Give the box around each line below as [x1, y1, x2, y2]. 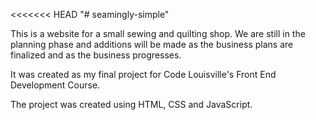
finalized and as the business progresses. [10, 49, 182, 61]
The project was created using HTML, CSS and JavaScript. [10, 99, 253, 110]
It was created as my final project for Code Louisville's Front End [10, 69, 277, 80]
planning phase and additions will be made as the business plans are [10, 39, 294, 50]
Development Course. [10, 79, 101, 91]
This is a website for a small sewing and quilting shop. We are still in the [10, 28, 306, 39]
